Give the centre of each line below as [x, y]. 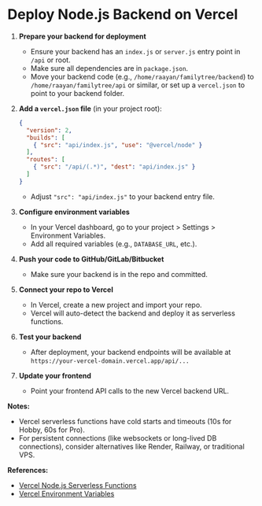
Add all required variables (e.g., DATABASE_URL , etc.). [114, 244]
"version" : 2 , [49, 130]
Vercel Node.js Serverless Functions [77, 485]
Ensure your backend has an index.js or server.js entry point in [135, 51]
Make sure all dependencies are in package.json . [109, 68]
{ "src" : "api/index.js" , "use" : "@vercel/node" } [118, 145]
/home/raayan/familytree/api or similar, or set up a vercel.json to [138, 85]
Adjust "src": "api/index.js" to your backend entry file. [123, 196]
